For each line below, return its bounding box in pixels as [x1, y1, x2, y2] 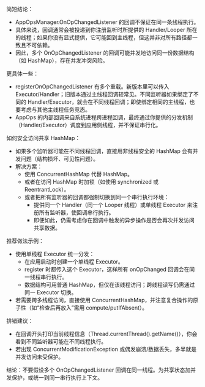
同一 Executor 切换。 [24, 289, 77, 296]
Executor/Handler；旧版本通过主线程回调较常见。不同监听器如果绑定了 [15, 91, 194, 98]
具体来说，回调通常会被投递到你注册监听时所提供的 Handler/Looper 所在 [15, 26, 198, 33]
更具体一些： [6, 70, 39, 77]
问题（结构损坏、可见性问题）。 [20, 155, 99, 162]
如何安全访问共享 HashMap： [6, 135, 81, 141]
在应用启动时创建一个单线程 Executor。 [24, 258, 124, 265]
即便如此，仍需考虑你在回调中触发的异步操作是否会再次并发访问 [33, 217, 195, 224]
